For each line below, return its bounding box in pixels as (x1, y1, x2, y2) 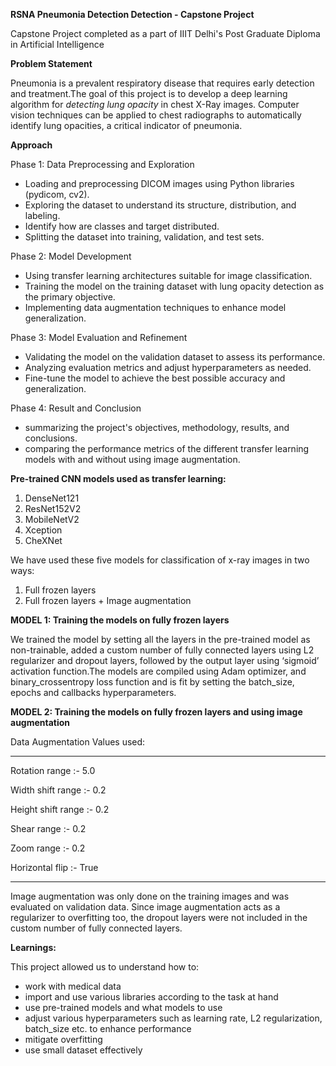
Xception (24, 524, 63, 536)
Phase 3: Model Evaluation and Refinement (10, 332, 188, 343)
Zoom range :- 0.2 (10, 842, 86, 854)
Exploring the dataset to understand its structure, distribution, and (24, 199, 297, 211)
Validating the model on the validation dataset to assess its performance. (24, 351, 326, 363)
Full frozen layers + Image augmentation (24, 595, 192, 606)
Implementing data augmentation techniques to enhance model (24, 302, 287, 313)
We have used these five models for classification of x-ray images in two (10, 554, 310, 566)
